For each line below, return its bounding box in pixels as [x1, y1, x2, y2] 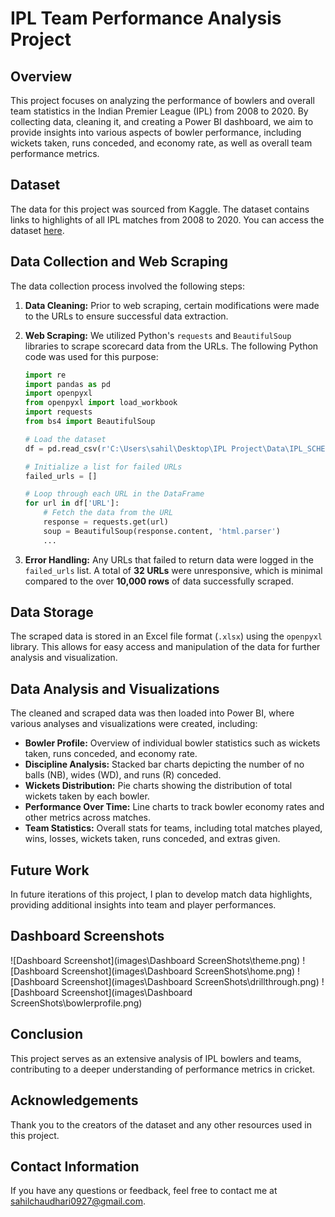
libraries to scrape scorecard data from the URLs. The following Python [24, 340, 319, 352]
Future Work [10, 862, 90, 879]
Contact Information [10, 1158, 140, 1175]
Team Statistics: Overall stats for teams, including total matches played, [24, 822, 323, 834]
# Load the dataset [24, 434, 107, 444]
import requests [24, 407, 93, 417]
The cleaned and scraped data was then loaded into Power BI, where [10, 707, 295, 719]
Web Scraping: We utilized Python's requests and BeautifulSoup [24, 329, 292, 341]
